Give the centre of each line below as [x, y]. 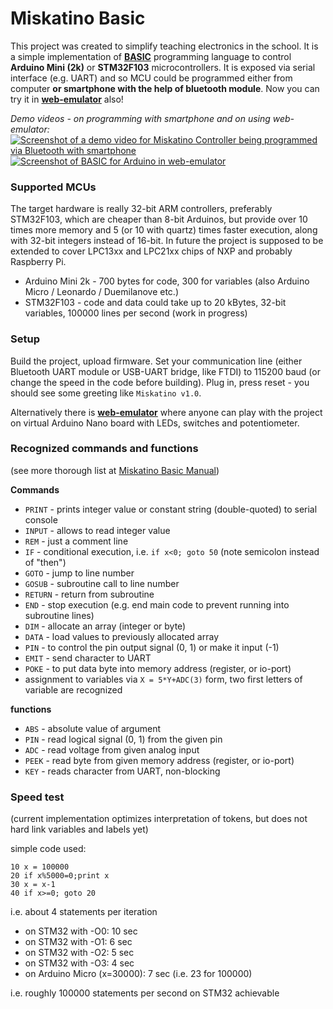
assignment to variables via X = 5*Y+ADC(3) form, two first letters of [163, 679]
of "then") [45, 562]
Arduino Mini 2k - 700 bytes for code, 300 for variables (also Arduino [167, 281]
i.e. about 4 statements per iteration [84, 912]
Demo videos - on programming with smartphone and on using [140, 118]
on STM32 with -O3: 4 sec [79, 963]
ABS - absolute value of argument [93, 728]
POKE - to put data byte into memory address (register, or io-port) [158, 668]
